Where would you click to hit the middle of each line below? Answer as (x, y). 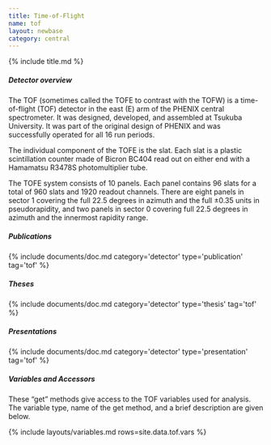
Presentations (33, 331)
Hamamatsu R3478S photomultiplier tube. (78, 167)
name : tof (25, 23)
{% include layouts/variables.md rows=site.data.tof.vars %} (108, 432)
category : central (39, 38)
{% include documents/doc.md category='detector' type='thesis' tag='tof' (133, 304)
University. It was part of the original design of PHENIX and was (114, 126)
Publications (30, 236)
